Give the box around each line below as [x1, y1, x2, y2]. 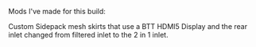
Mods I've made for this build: [8, 7, 106, 16]
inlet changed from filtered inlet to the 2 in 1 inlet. [8, 31, 169, 39]
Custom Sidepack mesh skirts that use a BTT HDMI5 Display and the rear [8, 22, 248, 31]
